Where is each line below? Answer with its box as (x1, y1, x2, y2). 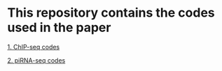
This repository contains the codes (7, 5, 215, 21)
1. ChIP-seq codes (7, 42, 60, 51)
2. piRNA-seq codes (7, 56, 66, 64)
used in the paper (7, 19, 111, 35)
